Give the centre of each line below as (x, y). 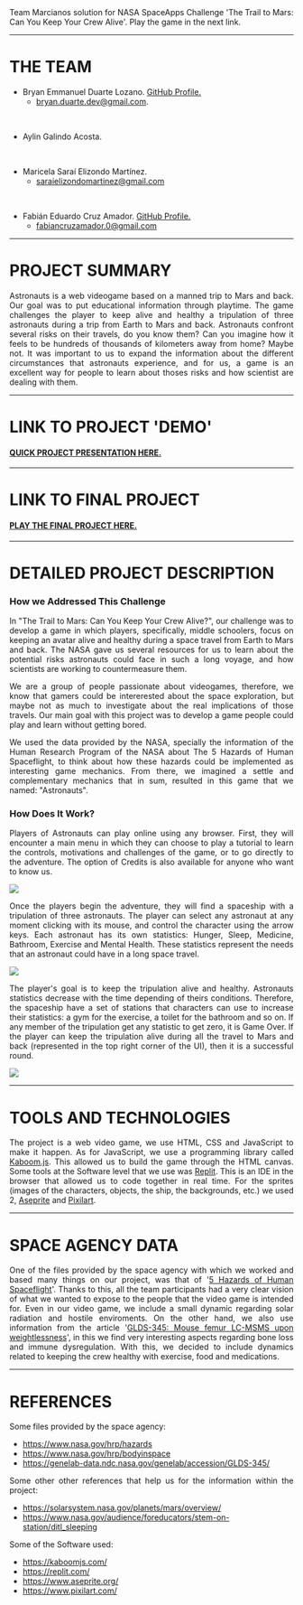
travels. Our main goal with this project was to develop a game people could (151, 715)
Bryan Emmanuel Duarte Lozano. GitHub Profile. (111, 91)
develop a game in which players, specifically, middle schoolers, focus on (151, 630)
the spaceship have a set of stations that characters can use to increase (151, 1008)
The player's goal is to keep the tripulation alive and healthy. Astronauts (151, 989)
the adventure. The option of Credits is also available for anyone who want (151, 862)
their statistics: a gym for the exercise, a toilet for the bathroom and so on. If (151, 1017)
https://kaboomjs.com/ (65, 1562)
